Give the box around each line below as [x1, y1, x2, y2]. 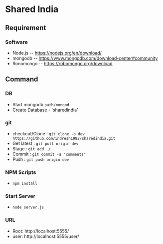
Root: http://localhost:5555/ [12, 228, 69, 234]
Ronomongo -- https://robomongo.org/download [12, 60, 113, 66]
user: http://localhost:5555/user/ [12, 233, 79, 239]
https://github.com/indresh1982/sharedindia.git [12, 136, 116, 141]
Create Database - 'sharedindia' [12, 107, 78, 113]
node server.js [12, 205, 44, 210]
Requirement [5, 24, 46, 32]
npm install [12, 181, 37, 186]
